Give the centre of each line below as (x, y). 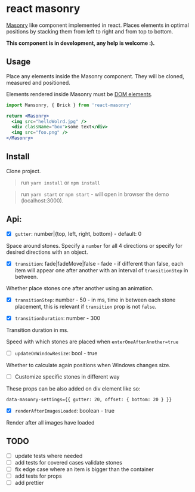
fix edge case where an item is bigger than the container (84, 469)
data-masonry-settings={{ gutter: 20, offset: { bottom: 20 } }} (89, 399)
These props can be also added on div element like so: (73, 389)
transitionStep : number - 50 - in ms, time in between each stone (95, 300)
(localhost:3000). (42, 200)
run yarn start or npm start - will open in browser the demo (95, 194)
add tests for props (38, 476)
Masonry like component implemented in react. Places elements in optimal (97, 25)
